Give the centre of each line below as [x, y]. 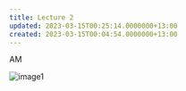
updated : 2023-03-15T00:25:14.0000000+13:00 [93, 26]
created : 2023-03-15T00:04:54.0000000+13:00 [93, 34]
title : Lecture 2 [42, 17]
